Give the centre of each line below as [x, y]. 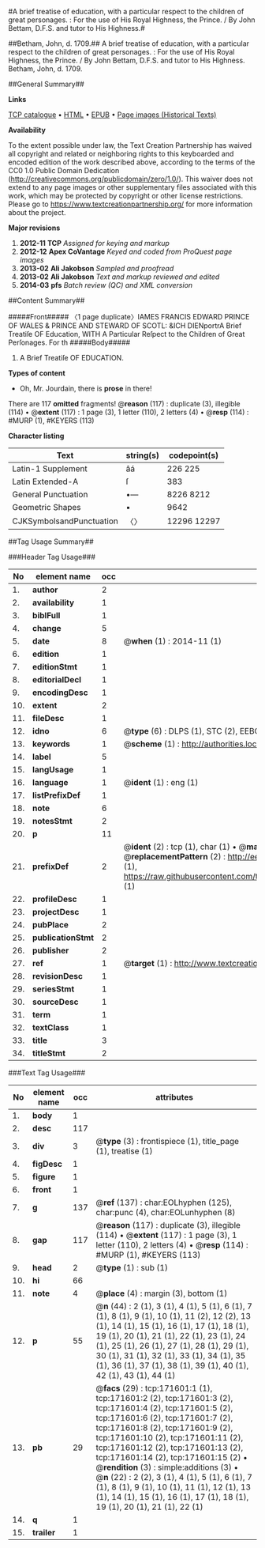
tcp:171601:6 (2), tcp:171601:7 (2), [164, 1418]
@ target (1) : [148, 963]
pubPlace [51, 925]
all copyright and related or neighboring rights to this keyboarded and [121, 154]
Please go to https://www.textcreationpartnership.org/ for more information [131, 204]
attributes [174, 1097]
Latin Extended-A [45, 481]
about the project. [37, 212]
